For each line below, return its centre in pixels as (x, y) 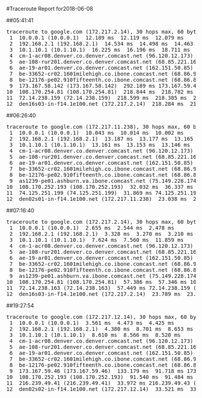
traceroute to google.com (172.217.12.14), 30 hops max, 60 (97, 317)
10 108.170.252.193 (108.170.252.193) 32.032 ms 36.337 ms (100, 187)
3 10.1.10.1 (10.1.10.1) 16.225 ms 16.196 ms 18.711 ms (100, 50)
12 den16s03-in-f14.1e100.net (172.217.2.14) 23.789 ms (93, 294)
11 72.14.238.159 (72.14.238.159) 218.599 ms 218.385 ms (97, 98)
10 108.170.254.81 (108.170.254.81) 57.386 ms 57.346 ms (97, 282)
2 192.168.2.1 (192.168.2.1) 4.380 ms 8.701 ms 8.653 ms (101, 329)
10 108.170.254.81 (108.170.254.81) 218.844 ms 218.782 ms (100, 92)
